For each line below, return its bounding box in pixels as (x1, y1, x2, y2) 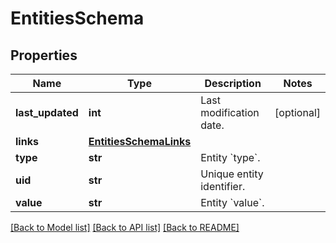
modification (200, 106, 260, 119)
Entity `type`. (200, 151, 261, 164)
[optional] (274, 106, 321, 119)
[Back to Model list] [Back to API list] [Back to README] (10, 222, 240, 233)
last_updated (15, 106, 79, 119)
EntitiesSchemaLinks (88, 135, 192, 148)
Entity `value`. (200, 196, 265, 209)
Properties (10, 47, 78, 64)
